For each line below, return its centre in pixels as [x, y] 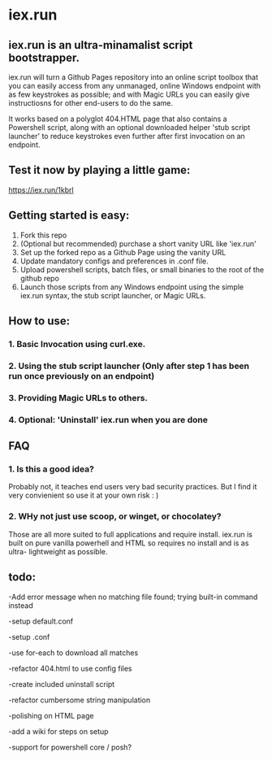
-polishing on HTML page [51, 715]
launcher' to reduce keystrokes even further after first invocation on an [127, 136]
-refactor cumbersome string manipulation [80, 700]
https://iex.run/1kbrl [41, 189]
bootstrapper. [44, 57]
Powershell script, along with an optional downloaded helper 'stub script [129, 127]
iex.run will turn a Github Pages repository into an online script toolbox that [133, 77]
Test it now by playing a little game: [99, 170]
